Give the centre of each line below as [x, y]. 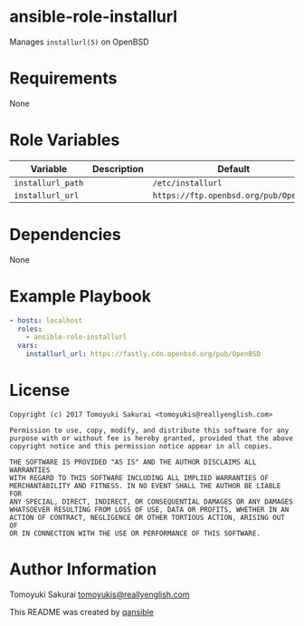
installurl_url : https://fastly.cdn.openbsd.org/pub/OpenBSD [143, 354]
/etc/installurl [187, 183]
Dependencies [65, 235]
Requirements [63, 78]
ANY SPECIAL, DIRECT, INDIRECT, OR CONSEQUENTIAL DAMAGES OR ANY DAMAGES [152, 502]
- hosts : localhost [46, 320]
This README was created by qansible [81, 612]
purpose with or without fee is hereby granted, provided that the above [152, 438]
